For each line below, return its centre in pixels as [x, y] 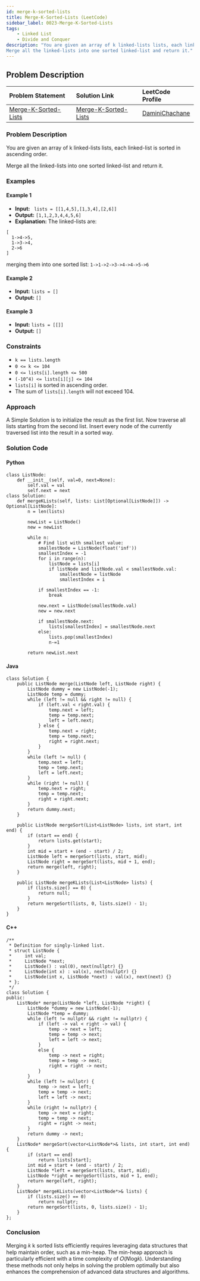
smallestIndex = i [82, 580]
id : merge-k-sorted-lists [38, 12]
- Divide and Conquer [43, 39]
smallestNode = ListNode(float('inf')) [87, 548]
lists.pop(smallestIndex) [81, 638]
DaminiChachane [166, 113]
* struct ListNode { [34, 951]
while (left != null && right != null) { [80, 700]
